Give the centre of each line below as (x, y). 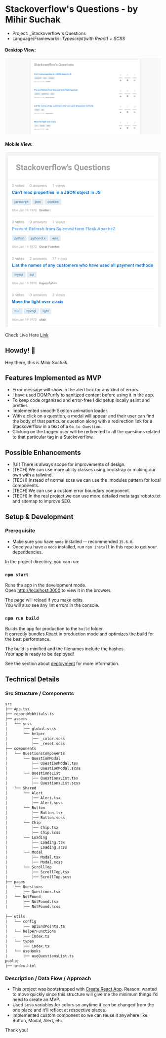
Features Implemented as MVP (53, 378)
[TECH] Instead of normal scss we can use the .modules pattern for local (86, 480)
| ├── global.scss (31, 729)
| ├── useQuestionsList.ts (40, 956)
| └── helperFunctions (31, 932)
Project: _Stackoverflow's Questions (49, 33)
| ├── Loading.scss (36, 848)
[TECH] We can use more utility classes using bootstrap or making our (84, 470)
